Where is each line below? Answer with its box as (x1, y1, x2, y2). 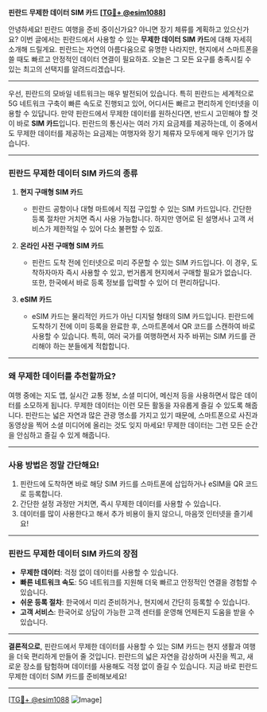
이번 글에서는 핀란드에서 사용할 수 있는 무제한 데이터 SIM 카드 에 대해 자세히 (19, 35, 253, 44)
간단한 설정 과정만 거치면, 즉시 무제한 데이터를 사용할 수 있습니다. (19, 499, 221, 508)
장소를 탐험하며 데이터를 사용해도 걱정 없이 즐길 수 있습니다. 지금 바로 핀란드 (22, 662, 258, 671)
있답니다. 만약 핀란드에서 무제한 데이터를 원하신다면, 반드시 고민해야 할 (31, 109, 250, 118)
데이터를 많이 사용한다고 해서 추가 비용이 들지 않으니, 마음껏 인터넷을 (19, 508, 232, 518)
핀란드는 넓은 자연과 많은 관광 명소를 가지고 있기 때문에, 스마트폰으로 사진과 (25, 410, 258, 420)
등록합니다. (28, 488, 64, 498)
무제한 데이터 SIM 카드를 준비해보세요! (8, 671, 127, 681)
